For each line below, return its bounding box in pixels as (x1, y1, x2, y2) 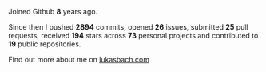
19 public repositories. (8, 39, 81, 49)
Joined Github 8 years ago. (8, 7, 98, 16)
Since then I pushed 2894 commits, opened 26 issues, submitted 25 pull (8, 22, 249, 31)
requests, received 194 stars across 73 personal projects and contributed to (8, 31, 259, 40)
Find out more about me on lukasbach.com (8, 55, 150, 64)
